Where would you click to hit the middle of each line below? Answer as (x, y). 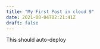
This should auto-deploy (36, 40)
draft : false (22, 23)
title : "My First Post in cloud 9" (50, 12)
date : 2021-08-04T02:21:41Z (41, 17)
